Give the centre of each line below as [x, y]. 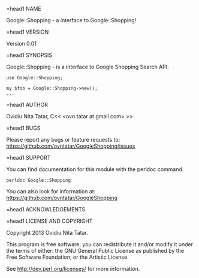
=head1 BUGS [23, 128]
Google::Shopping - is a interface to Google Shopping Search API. [88, 67]
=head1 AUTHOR [27, 105]
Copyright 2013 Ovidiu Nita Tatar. [47, 233]
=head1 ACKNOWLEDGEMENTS [46, 209]
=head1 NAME [24, 9]
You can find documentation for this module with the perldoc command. [95, 169]
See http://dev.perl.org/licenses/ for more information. [73, 269]
